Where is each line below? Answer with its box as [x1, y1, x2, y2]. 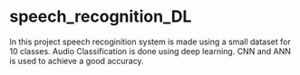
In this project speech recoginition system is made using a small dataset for [9, 36, 292, 47]
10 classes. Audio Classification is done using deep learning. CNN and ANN [9, 45, 292, 56]
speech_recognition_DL [9, 6, 192, 27]
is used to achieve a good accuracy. [9, 55, 144, 66]
